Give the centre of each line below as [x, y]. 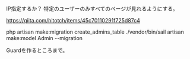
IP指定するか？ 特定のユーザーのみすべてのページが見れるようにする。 [92, 9]
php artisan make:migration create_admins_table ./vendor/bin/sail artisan [95, 32]
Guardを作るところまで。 [37, 50]
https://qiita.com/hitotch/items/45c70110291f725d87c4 [73, 20]
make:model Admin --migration [45, 38]
